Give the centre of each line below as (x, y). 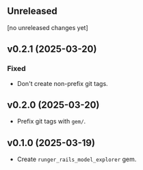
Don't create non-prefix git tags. (62, 83)
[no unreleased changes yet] (48, 27)
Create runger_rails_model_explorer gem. (77, 159)
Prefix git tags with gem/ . (51, 122)
